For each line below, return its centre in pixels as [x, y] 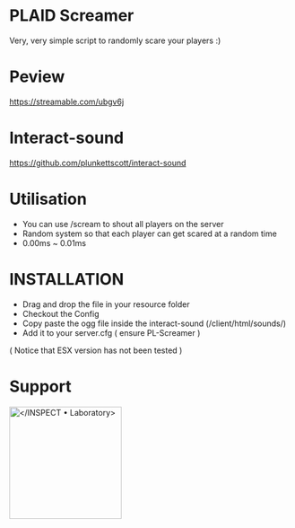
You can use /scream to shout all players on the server [123, 224]
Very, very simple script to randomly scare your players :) [115, 40]
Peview [37, 77]
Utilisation [48, 199]
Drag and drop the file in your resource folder [106, 304]
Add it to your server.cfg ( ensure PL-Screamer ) [111, 332]
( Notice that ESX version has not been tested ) [96, 350]
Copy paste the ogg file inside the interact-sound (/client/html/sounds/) [154, 323]
